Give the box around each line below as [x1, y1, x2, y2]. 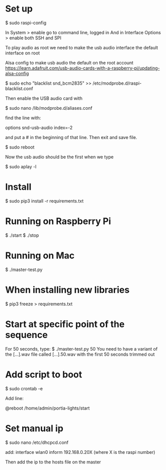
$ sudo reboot [5, 144, 35, 150]
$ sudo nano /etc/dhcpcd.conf [5, 439, 69, 445]
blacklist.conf [5, 85, 34, 91]
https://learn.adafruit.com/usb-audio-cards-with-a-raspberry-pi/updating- [5, 65, 160, 71]
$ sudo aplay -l [5, 163, 37, 169]
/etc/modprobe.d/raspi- [92, 80, 142, 86]
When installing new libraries [5, 284, 130, 295]
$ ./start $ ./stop [5, 232, 39, 238]
